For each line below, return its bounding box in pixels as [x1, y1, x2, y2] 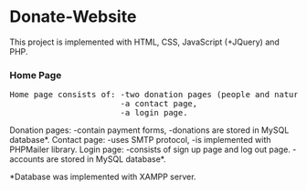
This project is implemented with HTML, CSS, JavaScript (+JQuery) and [9, 36, 281, 47]
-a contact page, [120, 98, 198, 109]
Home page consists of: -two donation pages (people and [9, 89, 270, 100]
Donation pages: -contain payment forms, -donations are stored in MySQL [9, 125, 290, 136]
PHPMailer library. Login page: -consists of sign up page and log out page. [9, 144, 291, 156]
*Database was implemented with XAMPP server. [9, 171, 196, 183]
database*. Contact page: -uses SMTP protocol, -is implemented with [9, 135, 271, 146]
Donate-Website [9, 6, 137, 27]
